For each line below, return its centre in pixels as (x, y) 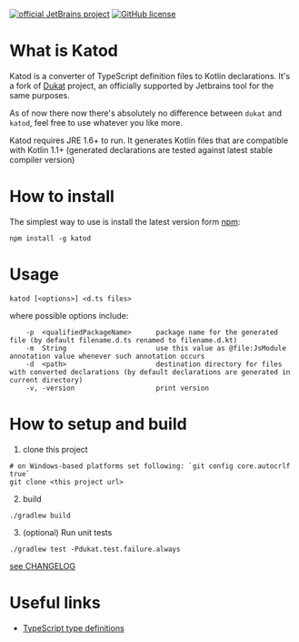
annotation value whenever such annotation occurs (107, 356)
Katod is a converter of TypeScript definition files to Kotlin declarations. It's (150, 76)
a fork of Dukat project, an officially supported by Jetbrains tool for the (142, 86)
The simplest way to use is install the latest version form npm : (125, 221)
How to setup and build (99, 424)
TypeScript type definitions (73, 627)
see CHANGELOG (43, 566)
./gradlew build (40, 515)
